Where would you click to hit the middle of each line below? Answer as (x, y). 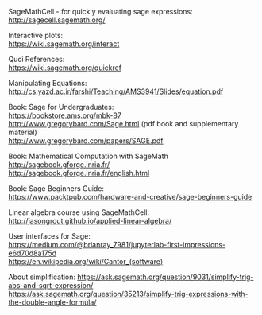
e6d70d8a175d (33, 253)
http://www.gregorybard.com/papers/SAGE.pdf (86, 141)
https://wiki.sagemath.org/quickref (65, 68)
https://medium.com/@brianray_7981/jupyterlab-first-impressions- (117, 245)
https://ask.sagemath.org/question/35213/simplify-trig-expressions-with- (128, 294)
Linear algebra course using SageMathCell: (79, 212)
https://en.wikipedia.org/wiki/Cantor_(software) (86, 261)
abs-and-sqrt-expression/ (51, 285)
